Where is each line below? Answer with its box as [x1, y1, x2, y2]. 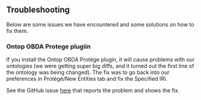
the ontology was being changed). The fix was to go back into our [6, 69, 170, 76]
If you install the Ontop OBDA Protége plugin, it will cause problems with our [6, 56, 195, 63]
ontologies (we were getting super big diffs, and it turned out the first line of [6, 63, 194, 70]
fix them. [6, 27, 28, 34]
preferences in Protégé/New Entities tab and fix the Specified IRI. [6, 75, 167, 83]
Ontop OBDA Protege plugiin [6, 42, 91, 51]
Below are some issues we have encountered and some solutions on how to [6, 20, 194, 28]
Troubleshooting [6, 5, 70, 15]
